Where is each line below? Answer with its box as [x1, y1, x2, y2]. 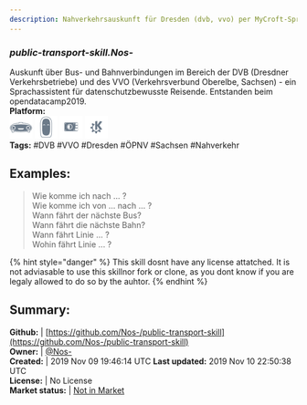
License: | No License [9, 375, 93, 386]
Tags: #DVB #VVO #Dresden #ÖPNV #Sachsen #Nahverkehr [9, 140, 240, 151]
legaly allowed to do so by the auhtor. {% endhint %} [9, 275, 208, 286]
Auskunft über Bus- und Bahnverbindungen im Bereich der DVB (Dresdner [9, 67, 290, 78]
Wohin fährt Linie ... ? [31, 238, 112, 250]
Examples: [9, 166, 71, 182]
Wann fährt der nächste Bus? [31, 210, 142, 221]
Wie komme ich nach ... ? [31, 190, 127, 201]
